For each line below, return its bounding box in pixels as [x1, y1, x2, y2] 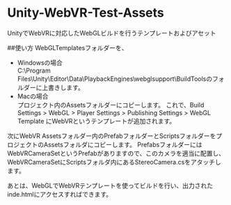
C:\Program [17, 66, 51, 75]
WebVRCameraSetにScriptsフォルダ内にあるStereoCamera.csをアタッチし [7, 158, 221, 166]
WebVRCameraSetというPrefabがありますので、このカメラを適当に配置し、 [7, 149, 225, 158]
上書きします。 [41, 83, 85, 91]
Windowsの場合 [17, 58, 63, 67]
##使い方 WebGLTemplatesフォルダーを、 [7, 43, 128, 52]
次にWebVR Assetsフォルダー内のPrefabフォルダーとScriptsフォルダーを [7, 131, 216, 140]
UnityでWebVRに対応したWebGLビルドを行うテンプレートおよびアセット [7, 29, 217, 37]
